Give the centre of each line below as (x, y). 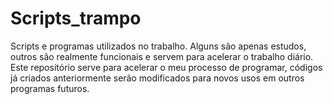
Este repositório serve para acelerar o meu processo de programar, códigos (166, 67)
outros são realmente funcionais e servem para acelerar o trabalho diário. (162, 56)
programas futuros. (50, 88)
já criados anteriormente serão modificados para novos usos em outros (157, 78)
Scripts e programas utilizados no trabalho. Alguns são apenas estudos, (158, 46)
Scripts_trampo (76, 18)
